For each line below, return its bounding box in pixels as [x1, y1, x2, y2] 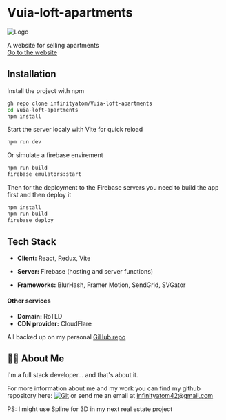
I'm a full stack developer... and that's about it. [7, 371, 138, 379]
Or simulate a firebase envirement [7, 151, 103, 159]
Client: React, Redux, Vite [17, 254, 91, 263]
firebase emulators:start [7, 171, 81, 178]
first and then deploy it [7, 191, 72, 199]
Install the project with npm [7, 86, 85, 94]
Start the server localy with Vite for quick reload [7, 126, 143, 134]
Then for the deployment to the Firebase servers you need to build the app [7, 183, 219, 191]
